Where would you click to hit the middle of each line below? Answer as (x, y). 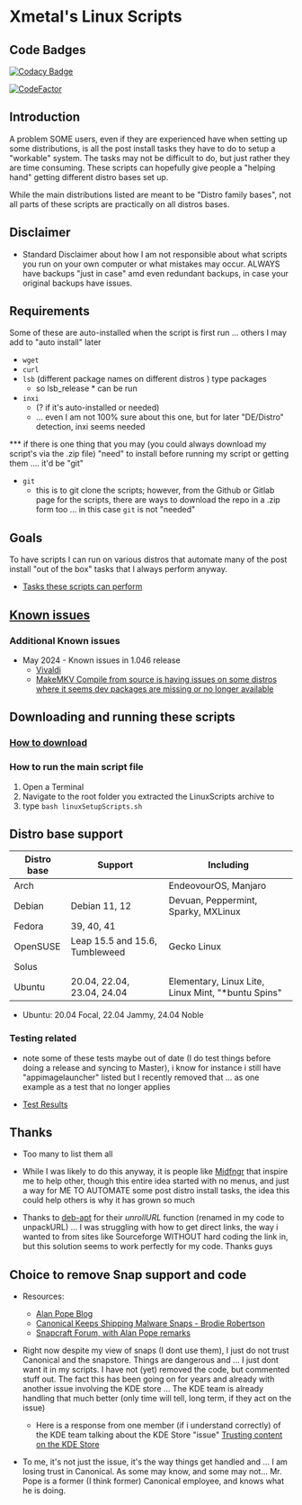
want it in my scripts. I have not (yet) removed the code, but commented (156, 1370)
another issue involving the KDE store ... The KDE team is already (143, 1389)
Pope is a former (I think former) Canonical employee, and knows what (153, 1481)
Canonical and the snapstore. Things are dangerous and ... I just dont (150, 1360)
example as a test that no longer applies (96, 1086)
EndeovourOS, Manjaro (218, 886)
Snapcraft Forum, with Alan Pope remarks (113, 1333)
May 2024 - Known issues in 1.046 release (102, 660)
